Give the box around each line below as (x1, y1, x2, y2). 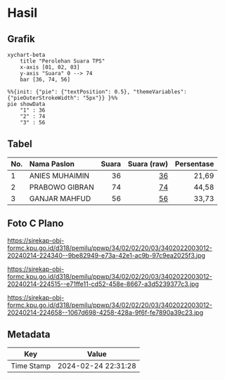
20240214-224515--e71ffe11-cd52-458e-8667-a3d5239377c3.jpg (7, 280, 199, 288)
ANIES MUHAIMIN (29, 171, 90, 181)
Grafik (7, 33, 35, 45)
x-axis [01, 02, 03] (20, 64, 80, 71)
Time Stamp (11, 361, 51, 371)
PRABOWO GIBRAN (29, 182, 94, 192)
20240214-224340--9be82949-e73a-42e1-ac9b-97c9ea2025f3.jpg (7, 251, 206, 259)
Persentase (174, 159, 214, 169)
